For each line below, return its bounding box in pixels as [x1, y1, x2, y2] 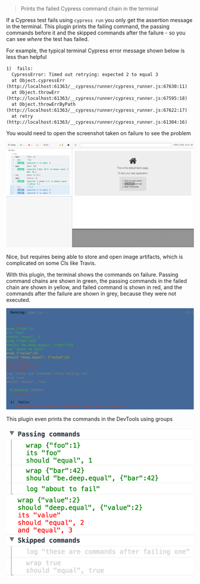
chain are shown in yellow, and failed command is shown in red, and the [6, 283, 183, 291]
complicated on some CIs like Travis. [6, 259, 96, 267]
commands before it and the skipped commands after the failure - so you [6, 29, 186, 36]
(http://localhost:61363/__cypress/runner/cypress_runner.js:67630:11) [6, 83, 187, 89]
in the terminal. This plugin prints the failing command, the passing [6, 23, 170, 30]
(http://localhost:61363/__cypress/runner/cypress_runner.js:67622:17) [6, 107, 187, 113]
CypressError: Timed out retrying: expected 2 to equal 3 [11, 71, 159, 77]
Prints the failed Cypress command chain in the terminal [20, 5, 159, 12]
